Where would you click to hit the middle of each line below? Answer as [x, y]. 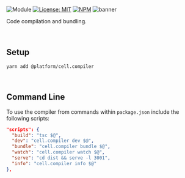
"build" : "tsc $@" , [37, 135]
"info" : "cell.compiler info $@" [54, 163]
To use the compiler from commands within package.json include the [93, 112]
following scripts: [28, 118]
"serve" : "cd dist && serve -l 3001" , [61, 158]
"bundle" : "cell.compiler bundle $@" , [61, 147]
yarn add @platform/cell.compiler [50, 66]
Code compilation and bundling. [46, 21]
